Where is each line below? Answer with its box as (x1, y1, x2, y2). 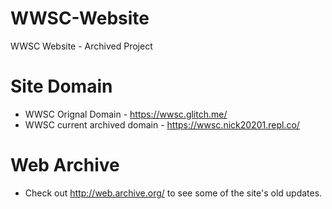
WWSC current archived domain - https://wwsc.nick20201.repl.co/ (24, 118, 300, 131)
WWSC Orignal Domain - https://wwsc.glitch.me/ (24, 108, 228, 120)
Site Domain (10, 75, 113, 98)
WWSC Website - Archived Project (10, 40, 153, 52)
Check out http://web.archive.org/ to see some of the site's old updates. (24, 187, 323, 199)
